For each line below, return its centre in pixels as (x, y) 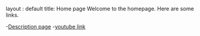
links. (12, 15)
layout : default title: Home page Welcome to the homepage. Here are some (100, 9)
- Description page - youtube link (46, 27)
